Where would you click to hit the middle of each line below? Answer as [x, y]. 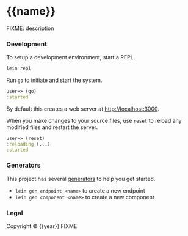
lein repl [19, 68]
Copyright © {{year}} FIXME [42, 226]
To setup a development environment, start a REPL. [71, 57]
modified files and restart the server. [52, 127]
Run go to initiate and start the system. [54, 80]
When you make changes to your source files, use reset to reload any [94, 120]
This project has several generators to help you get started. [81, 179]
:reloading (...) [28, 144]
